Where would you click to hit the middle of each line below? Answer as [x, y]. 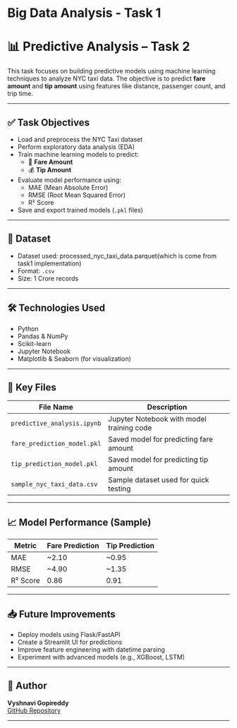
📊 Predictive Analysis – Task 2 [99, 47]
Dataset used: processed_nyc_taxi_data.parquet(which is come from [117, 256]
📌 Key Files [32, 387]
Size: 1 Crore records [48, 278]
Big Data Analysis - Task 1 [84, 13]
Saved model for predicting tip [158, 460]
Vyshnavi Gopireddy [38, 703]
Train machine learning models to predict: [78, 154]
